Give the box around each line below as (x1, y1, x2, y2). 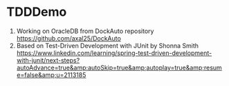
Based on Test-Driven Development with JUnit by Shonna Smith (16, 41, 199, 50)
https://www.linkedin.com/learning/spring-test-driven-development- (16, 49, 212, 57)
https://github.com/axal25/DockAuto (16, 34, 122, 42)
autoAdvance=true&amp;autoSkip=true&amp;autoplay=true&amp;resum (16, 63, 222, 72)
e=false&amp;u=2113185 (16, 70, 86, 79)
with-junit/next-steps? (16, 56, 80, 64)
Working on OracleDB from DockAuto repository (16, 27, 154, 35)
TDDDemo (6, 4, 67, 20)
